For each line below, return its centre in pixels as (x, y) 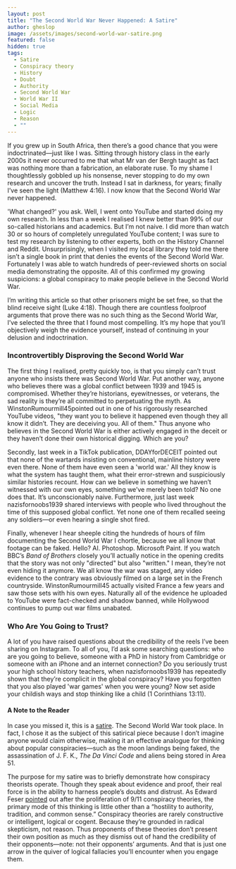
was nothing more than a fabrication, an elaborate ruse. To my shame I (110, 168)
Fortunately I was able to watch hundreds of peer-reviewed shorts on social (117, 264)
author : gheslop (31, 27)
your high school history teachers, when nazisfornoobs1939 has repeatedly (117, 672)
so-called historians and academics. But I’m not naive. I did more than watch (118, 226)
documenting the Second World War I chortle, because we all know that (112, 541)
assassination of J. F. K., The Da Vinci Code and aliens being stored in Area (117, 756)
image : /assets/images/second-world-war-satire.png (85, 33)
